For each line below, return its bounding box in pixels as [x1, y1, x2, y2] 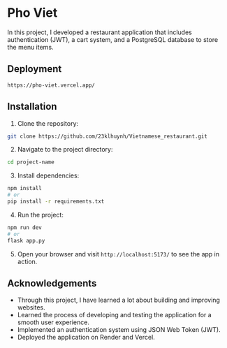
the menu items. [7, 43, 54, 51]
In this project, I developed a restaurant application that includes [7, 28, 192, 36]
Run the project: [17, 210, 64, 219]
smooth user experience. [17, 318, 89, 326]
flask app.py [7, 237, 45, 244]
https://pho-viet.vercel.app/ [7, 82, 96, 89]
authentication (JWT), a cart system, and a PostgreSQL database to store [7, 35, 219, 43]
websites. [17, 303, 45, 312]
